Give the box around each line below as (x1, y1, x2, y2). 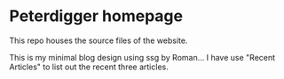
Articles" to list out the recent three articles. (9, 61, 169, 72)
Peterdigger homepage (9, 6, 184, 26)
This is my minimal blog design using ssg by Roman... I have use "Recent (9, 52, 276, 62)
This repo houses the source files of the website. (9, 35, 188, 46)
